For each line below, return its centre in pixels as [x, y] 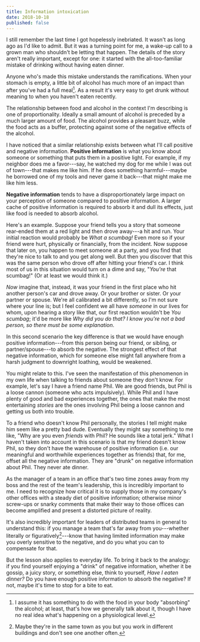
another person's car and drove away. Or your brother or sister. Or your [94, 294]
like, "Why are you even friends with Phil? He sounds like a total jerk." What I [100, 436]
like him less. [22, 183]
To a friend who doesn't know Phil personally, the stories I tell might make [97, 423]
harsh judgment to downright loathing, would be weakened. [79, 362]
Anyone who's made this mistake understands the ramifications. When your [99, 77]
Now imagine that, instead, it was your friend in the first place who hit [91, 287]
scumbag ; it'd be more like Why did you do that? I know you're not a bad [96, 319]
